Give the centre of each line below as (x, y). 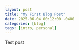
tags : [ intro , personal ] (31, 28)
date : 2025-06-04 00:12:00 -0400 (40, 19)
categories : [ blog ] (25, 24)
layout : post (19, 10)
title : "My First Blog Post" (35, 14)
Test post (15, 42)
